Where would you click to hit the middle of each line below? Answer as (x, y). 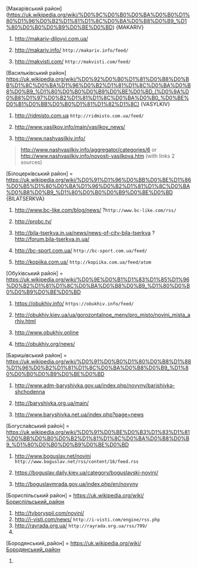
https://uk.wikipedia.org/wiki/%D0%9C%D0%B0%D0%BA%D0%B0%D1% (99, 15)
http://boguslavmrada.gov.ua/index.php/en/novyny (76, 484)
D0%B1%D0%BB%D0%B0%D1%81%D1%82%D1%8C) (73, 104)
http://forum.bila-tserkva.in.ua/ (52, 239)
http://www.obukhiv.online (47, 332)
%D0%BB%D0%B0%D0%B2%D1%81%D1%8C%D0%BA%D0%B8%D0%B (98, 438)
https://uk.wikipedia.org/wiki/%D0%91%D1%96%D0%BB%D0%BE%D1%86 (98, 180)
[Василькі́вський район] (36, 73)
